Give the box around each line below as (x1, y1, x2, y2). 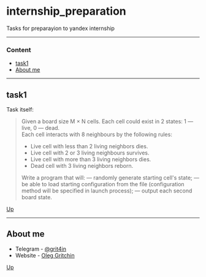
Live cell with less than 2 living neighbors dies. (30, 143, 148, 150)
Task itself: (6, 106, 34, 113)
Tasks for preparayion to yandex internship (6, 25, 115, 32)
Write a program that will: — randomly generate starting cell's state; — (21, 174, 199, 181)
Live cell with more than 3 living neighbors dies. (30, 156, 151, 163)
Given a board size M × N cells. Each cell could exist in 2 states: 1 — (21, 118, 194, 125)
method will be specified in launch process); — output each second (21, 187, 193, 194)
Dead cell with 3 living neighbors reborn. (30, 162, 134, 170)
